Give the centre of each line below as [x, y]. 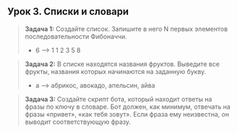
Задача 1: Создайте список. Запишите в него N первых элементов [126, 28]
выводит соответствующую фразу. [78, 122]
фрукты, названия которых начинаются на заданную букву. [115, 71]
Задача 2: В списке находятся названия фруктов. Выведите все [122, 64]
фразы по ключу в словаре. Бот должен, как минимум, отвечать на [127, 107]
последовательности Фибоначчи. [76, 36]
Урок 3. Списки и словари [68, 12]
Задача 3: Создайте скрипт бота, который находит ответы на [118, 99]
